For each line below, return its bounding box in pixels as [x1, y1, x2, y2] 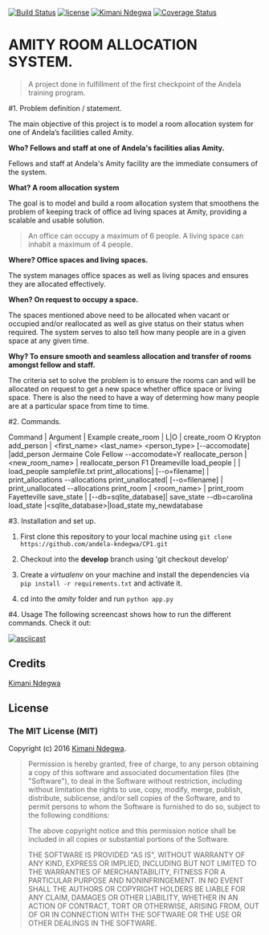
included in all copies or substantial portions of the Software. [27, 835, 230, 844]
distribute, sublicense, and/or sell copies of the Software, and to [27, 794, 241, 803]
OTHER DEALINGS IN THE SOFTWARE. [27, 918, 157, 928]
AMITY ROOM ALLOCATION [8, 36, 198, 54]
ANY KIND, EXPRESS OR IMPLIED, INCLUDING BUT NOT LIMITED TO [27, 859, 257, 868]
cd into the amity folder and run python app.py [19, 594, 174, 603]
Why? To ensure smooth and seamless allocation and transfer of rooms [8, 351, 251, 361]
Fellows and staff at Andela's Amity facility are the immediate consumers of [8, 158, 259, 168]
